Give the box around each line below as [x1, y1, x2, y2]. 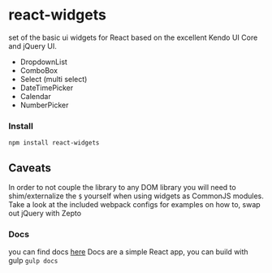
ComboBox [19, 65, 58, 75]
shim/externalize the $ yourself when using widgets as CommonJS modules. [8, 191, 264, 201]
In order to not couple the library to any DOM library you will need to [8, 183, 237, 193]
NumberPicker [19, 100, 69, 110]
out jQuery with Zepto [8, 209, 82, 219]
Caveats [8, 161, 51, 175]
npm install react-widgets [8, 139, 100, 147]
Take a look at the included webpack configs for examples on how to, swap [8, 200, 261, 210]
